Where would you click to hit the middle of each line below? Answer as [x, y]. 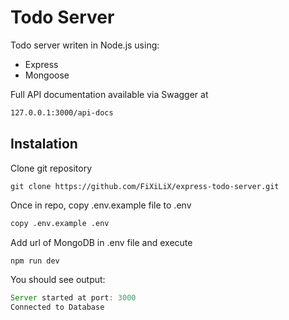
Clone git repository [51, 168]
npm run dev [35, 261]
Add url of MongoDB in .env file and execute [101, 242]
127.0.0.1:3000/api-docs [62, 112]
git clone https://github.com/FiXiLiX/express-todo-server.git [145, 186]
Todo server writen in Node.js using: [85, 45]
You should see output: [58, 280]
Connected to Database [57, 307]
